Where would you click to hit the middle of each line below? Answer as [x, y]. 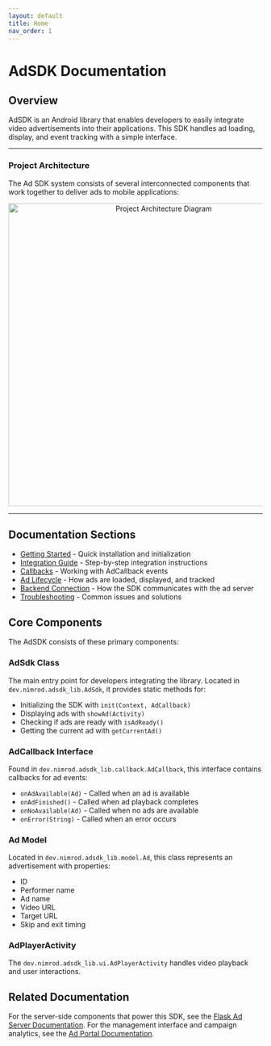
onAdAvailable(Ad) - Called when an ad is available [104, 793]
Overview [33, 101]
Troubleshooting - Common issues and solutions [101, 597]
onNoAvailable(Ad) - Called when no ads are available [109, 810]
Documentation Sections [72, 535]
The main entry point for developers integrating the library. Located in [124, 680]
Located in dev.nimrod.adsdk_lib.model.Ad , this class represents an [121, 858]
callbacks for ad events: [48, 777]
